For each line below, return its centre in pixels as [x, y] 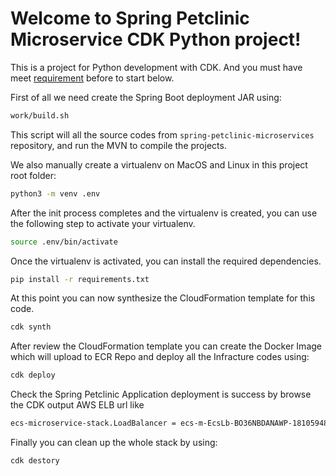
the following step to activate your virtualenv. [103, 223]
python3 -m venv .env [55, 193]
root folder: [33, 175]
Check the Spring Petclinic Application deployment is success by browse [161, 394]
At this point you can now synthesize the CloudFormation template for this [163, 298]
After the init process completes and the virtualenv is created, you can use [164, 213]
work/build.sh [40, 115]
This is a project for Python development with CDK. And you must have [156, 67]
